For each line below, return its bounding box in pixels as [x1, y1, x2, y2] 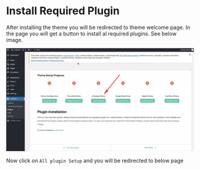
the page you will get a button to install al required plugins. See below [6, 30, 177, 37]
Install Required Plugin [6, 4, 120, 18]
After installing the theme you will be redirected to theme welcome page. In [6, 24, 190, 31]
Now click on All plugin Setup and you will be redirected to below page [6, 157, 183, 164]
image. [6, 36, 23, 43]
